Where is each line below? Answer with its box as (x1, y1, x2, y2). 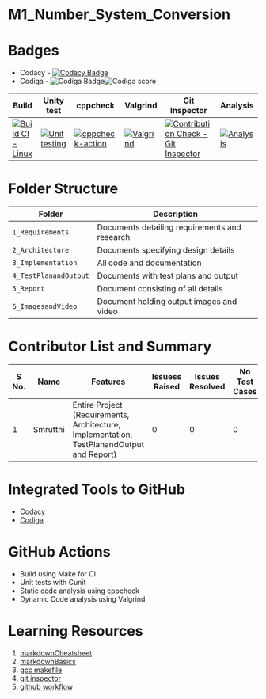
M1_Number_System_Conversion (8, 6, 231, 24)
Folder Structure (8, 180, 119, 198)
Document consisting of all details (97, 283, 223, 294)
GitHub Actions (8, 543, 111, 561)
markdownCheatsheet (19, 648, 93, 658)
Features (90, 376, 126, 387)
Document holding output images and (97, 296, 237, 307)
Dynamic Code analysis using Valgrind (19, 594, 146, 603)
